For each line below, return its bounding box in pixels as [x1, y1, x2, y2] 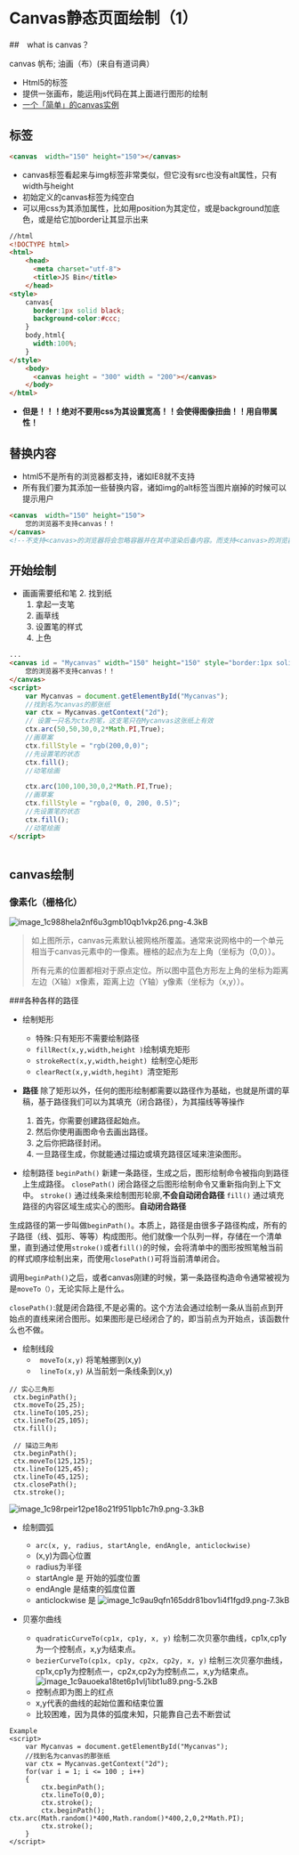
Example [9, 1727, 38, 1736]
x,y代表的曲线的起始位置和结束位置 [35, 1697, 165, 1709]
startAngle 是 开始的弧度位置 [35, 1573, 141, 1584]
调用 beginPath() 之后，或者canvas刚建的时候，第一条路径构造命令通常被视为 [9, 1272, 290, 1283]
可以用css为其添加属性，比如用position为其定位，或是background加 [21, 202, 273, 214]
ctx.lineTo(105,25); [12, 1408, 90, 1418]
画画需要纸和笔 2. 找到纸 [21, 588, 113, 599]
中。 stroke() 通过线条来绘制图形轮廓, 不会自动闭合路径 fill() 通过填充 [21, 1190, 285, 1201]
